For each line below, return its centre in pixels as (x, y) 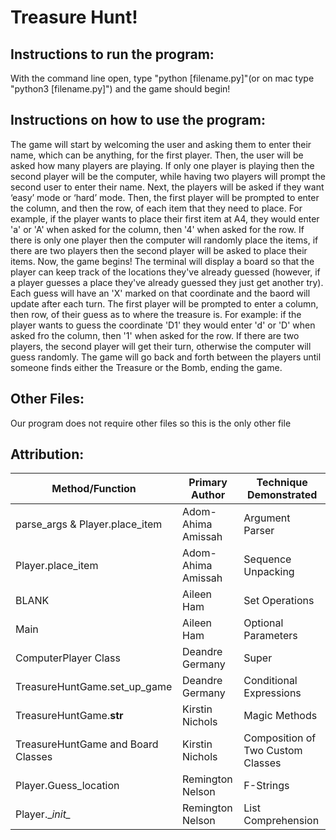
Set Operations (279, 601)
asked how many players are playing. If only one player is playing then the (162, 165)
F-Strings (266, 786)
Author (208, 495)
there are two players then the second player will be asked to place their (159, 250)
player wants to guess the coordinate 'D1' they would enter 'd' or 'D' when (163, 325)
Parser (259, 531)
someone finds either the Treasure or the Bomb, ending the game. (146, 367)
